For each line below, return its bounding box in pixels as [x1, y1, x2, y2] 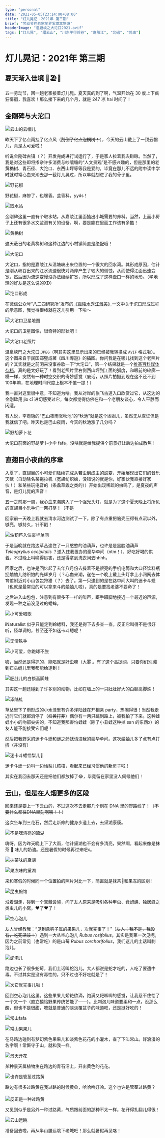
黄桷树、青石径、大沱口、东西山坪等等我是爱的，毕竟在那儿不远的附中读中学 [5, 165, 160, 171]
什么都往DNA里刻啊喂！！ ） [9, 809, 66, 815]
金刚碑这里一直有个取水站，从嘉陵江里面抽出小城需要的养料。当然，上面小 [5, 213, 156, 219]
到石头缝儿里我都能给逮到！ [5, 665, 61, 671]
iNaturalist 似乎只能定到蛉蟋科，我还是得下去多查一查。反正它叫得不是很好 [5, 621, 156, 627]
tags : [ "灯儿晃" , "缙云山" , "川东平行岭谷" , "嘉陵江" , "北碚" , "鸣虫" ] [5, 30, 141, 35]
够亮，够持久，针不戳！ [5, 521, 53, 527]
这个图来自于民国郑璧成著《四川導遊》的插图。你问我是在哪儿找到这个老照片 [5, 355, 160, 361]
